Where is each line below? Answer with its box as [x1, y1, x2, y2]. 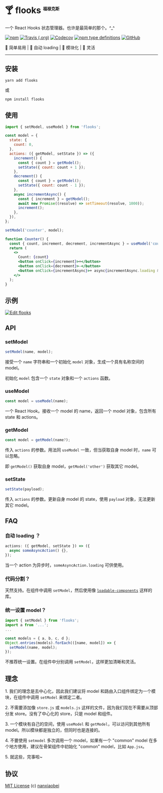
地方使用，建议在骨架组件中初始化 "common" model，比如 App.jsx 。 [9, 743, 147, 750]
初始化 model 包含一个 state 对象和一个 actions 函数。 [5, 375, 113, 381]
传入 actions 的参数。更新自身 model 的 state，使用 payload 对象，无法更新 [5, 496, 156, 502]
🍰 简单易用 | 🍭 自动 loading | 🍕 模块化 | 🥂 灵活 [5, 44, 96, 50]
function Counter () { [5, 236, 49, 242]
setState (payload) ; [5, 487, 45, 492]
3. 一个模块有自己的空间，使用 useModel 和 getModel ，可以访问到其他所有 [5, 721, 150, 727]
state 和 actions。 [5, 414, 41, 420]
